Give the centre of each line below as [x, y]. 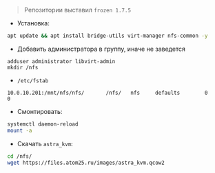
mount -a [20, 130]
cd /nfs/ [20, 156]
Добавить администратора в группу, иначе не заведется [101, 49]
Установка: [33, 23]
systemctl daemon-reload [43, 124]
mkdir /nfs [23, 67]
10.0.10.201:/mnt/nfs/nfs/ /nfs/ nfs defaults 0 [107, 93]
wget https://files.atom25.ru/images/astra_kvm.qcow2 [86, 163]
